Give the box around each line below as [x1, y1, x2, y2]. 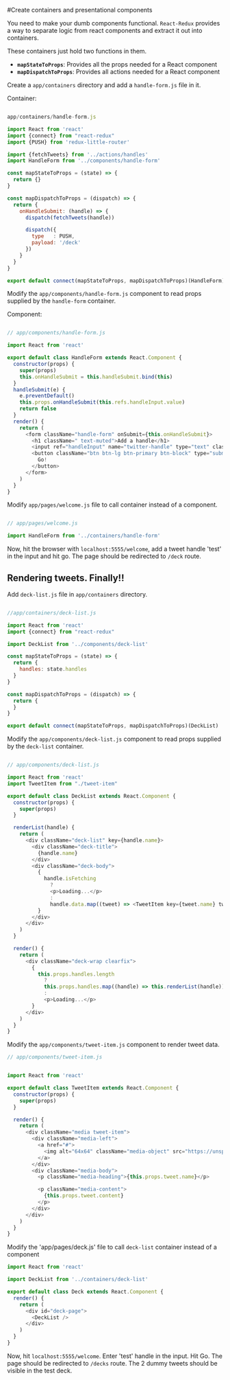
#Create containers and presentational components [7, 6, 153, 14]
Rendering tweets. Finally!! [7, 572, 125, 584]
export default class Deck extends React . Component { [7, 1289, 164, 1296]
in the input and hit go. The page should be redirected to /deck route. [7, 552, 202, 560]
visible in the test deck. [7, 1366, 73, 1375]
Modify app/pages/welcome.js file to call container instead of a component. [7, 501, 218, 509]
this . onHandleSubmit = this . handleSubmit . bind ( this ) [19, 373, 173, 380]
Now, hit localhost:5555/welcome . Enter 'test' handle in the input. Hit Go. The [7, 1352, 222, 1360]
